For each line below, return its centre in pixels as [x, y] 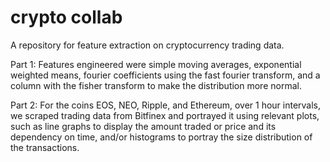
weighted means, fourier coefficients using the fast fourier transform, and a [165, 75]
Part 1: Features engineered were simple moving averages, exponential [156, 64]
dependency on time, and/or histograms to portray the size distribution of [161, 137]
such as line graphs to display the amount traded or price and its [143, 126]
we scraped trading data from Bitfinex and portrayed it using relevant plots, [165, 115]
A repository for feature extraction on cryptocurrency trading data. [147, 45]
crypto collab [66, 17]
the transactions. [45, 147]
